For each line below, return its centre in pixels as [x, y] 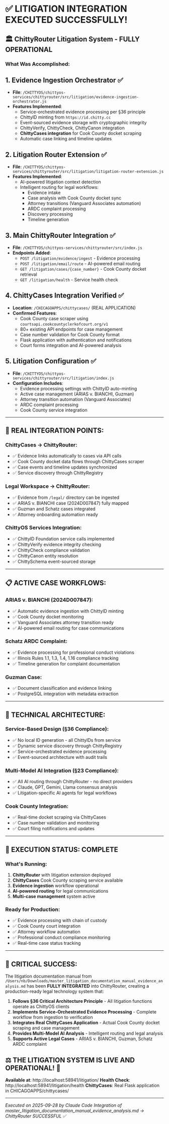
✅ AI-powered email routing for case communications [68, 628]
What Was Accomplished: [38, 64]
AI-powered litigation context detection [61, 182]
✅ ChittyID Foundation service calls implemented [63, 539]
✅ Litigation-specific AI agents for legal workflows [65, 793]
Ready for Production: [33, 909]
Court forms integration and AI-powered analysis [71, 345]
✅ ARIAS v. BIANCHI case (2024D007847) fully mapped [71, 503]
